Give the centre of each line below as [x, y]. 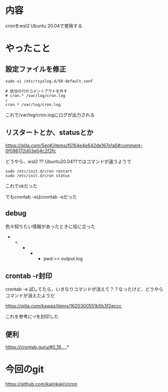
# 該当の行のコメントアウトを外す [36, 91]
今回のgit [25, 370]
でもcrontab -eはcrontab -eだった [41, 197]
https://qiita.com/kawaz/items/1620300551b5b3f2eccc [63, 306]
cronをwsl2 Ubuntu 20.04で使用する [44, 26]
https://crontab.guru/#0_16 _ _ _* [37, 347]
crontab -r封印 [29, 276]
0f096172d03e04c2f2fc [31, 151]
